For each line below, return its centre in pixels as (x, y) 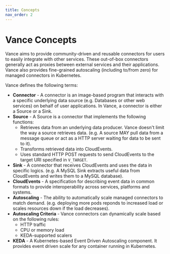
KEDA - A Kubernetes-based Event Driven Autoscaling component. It (85, 241)
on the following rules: (36, 219)
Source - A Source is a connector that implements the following (79, 117)
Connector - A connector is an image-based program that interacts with (88, 95)
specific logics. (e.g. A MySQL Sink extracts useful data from (76, 171)
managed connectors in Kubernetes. (43, 75)
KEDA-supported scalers (46, 235)
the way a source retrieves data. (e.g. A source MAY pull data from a (92, 133)
